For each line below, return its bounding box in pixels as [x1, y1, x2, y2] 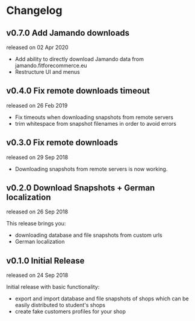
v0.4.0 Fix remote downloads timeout [6, 86, 150, 96]
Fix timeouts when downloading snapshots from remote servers [14, 113, 173, 121]
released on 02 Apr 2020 [6, 44, 69, 51]
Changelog [6, 4, 63, 18]
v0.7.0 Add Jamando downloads [6, 28, 130, 38]
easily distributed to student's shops [14, 302, 105, 309]
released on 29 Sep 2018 [6, 154, 68, 161]
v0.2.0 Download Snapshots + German [6, 183, 155, 193]
